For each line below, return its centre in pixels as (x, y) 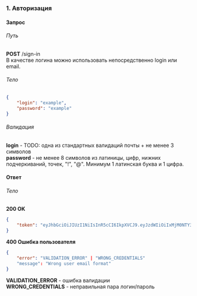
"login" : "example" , (42, 103)
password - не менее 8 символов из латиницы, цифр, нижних (84, 157)
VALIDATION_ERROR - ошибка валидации (58, 280)
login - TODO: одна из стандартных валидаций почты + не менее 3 (90, 145)
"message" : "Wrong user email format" (64, 263)
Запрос (16, 22)
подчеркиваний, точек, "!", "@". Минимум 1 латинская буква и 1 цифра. (95, 164)
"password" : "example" (44, 108)
